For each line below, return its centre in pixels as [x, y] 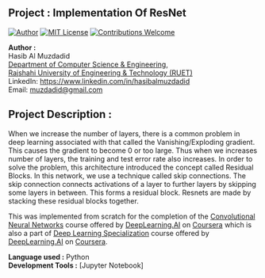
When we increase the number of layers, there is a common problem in [124, 133]
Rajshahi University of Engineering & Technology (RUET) [100, 72]
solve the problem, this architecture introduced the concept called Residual [131, 167]
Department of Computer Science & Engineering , [88, 64]
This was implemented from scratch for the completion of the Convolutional [132, 216]
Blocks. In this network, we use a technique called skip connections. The [127, 175]
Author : [22, 48]
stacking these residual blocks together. [73, 200]
